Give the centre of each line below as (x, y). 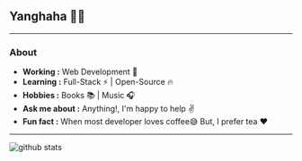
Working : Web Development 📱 (80, 72)
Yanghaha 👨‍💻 (47, 17)
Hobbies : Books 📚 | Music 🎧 (79, 96)
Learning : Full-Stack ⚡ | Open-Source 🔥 (98, 82)
